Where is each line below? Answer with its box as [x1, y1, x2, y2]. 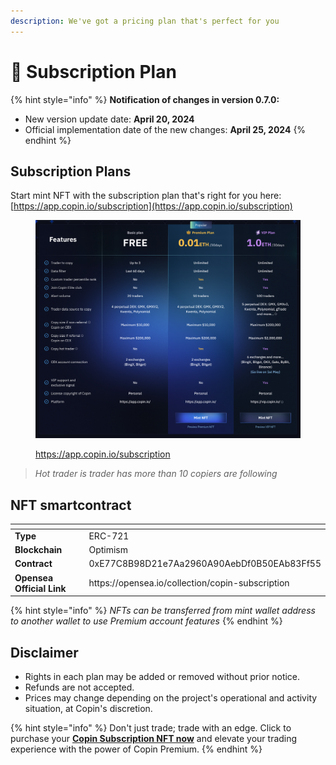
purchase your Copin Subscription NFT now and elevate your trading [10, 733, 298, 745]
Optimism [88, 544, 129, 556]
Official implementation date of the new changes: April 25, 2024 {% [24, 123, 307, 135]
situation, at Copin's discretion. [24, 703, 153, 715]
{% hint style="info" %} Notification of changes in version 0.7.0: [10, 93, 280, 105]
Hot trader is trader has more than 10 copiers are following [34, 468, 278, 480]
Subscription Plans [10, 163, 132, 180]
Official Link [14, 582, 67, 594]
